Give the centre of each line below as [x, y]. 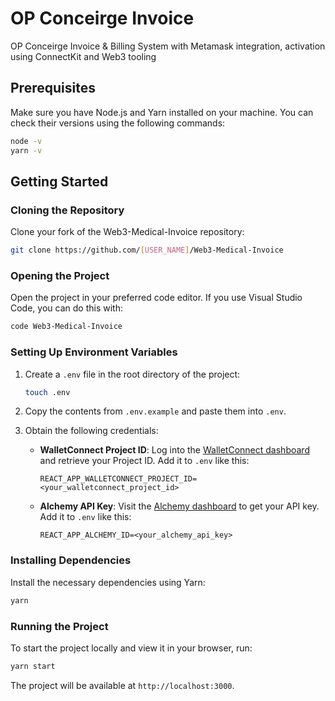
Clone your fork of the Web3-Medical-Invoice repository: [127, 232]
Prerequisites [53, 88]
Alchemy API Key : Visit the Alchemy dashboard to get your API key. [179, 506]
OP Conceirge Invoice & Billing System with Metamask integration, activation [168, 46]
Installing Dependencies [71, 560]
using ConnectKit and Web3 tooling [83, 56]
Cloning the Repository [67, 210]
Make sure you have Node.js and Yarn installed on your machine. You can [162, 112]
